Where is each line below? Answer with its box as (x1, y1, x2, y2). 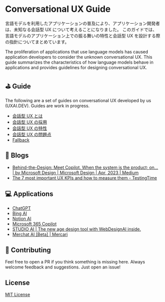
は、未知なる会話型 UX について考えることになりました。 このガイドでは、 (5, 26, 157, 33)
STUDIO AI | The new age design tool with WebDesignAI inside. (12, 226, 141, 232)
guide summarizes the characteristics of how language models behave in (5, 59, 154, 65)
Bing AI (12, 211, 27, 217)
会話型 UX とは (12, 113, 43, 119)
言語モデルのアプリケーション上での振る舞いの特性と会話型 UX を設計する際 (5, 33, 161, 38)
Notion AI (12, 216, 32, 222)
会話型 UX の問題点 (12, 131, 52, 137)
